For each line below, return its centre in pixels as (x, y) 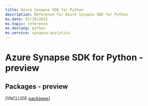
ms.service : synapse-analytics (38, 33)
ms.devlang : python (25, 28)
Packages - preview (37, 86)
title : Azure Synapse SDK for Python (44, 10)
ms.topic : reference (27, 24)
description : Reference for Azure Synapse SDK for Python (67, 14)
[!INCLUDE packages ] (28, 98)
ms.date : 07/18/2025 (27, 19)
